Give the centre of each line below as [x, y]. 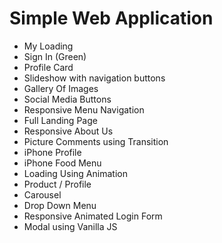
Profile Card [48, 67]
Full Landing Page [60, 120]
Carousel [42, 194]
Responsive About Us [68, 131]
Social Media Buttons [67, 99]
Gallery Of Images [61, 88]
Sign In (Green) [55, 56]
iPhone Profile [52, 152]
